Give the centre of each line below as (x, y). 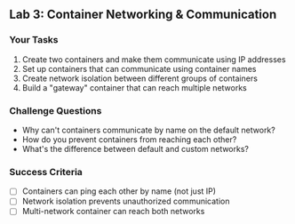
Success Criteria (46, 172)
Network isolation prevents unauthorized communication (126, 201)
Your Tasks (34, 40)
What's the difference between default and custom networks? (135, 148)
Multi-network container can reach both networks (113, 212)
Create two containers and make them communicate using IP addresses (154, 59)
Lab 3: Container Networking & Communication (143, 15)
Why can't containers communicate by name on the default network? (148, 130)
